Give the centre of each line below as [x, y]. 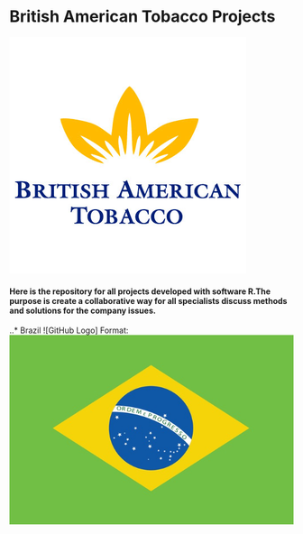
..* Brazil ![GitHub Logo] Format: [69, 330]
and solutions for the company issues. [83, 310]
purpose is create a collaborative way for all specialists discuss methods [148, 300]
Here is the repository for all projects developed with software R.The [140, 291]
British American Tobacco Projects [142, 17]
